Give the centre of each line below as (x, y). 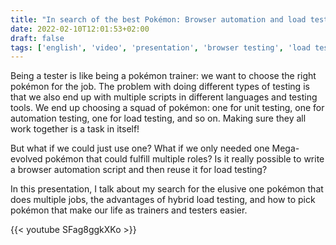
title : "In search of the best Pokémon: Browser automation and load (158, 19)
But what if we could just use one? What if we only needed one (140, 148)
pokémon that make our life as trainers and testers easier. (129, 210)
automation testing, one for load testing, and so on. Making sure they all (158, 118)
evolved (26, 159)
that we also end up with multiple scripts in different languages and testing (164, 97)
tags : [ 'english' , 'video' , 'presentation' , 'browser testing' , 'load (160, 47)
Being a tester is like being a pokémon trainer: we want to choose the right (163, 76)
